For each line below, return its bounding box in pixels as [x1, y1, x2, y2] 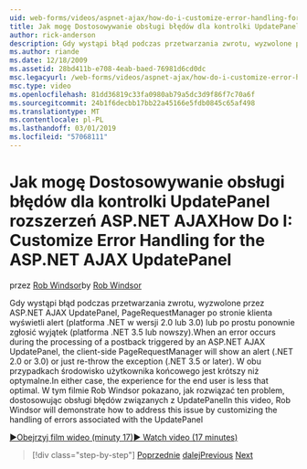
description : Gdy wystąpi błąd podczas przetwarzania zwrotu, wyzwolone [9, 38, 292, 48]
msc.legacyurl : [9, 73, 68, 82]
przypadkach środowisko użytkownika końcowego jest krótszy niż [9, 365, 259, 376]
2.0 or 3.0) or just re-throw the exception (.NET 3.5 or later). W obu [9, 356, 262, 367]
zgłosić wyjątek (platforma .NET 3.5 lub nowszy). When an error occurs [9, 326, 277, 337]
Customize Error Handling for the [9, 230, 265, 251]
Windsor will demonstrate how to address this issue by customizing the [9, 404, 278, 415]
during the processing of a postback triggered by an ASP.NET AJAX [9, 336, 266, 347]
